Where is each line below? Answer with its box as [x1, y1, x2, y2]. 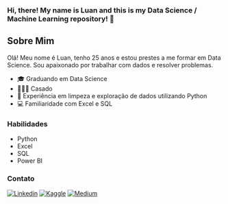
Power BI [16, 157, 43, 165]
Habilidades [7, 119, 48, 128]
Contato [7, 174, 35, 183]
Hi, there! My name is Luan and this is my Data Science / [7, 5, 197, 15]
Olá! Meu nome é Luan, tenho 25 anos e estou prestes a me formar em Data [7, 54, 221, 62]
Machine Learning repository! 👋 [7, 14, 114, 23]
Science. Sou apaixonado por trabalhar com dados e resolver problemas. [7, 60, 214, 69]
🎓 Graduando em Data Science [16, 74, 107, 82]
